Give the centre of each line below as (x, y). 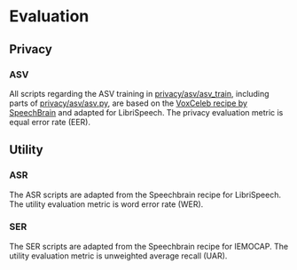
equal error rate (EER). (50, 122)
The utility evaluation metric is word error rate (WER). (106, 204)
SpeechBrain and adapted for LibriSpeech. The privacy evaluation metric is (146, 112)
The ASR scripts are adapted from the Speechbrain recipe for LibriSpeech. (145, 195)
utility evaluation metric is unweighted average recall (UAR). (118, 256)
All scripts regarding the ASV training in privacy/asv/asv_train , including (139, 93)
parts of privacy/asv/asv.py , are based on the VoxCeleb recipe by (129, 103)
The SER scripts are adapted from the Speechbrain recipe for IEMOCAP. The (149, 246)
